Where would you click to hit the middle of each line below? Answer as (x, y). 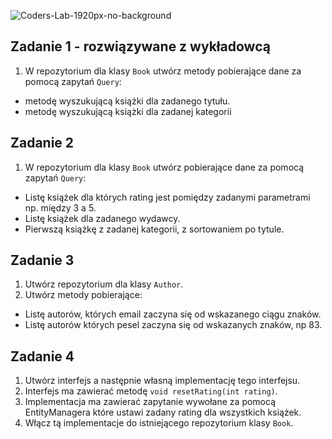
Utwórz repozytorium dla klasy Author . (104, 284)
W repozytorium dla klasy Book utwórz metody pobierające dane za (163, 71)
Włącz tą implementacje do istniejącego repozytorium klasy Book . (159, 423)
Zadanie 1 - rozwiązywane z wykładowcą (140, 46)
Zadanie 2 (42, 143)
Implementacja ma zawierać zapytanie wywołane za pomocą (150, 402)
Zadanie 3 (42, 260)
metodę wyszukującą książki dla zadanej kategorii (128, 111)
